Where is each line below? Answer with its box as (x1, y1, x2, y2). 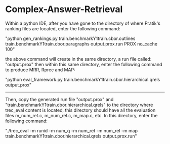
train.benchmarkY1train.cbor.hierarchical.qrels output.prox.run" (5, 133, 138, 139)
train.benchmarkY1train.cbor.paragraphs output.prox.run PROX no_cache (5, 40, 158, 46)
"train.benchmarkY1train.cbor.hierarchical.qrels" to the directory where (5, 102, 153, 108)
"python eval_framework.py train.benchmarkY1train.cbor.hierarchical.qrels (5, 76, 160, 82)
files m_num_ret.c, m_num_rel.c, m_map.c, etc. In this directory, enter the (5, 112, 158, 118)
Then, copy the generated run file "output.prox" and (5, 96, 114, 102)
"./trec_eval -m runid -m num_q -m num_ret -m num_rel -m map (5, 127, 138, 133)
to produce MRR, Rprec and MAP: (5, 67, 76, 73)
